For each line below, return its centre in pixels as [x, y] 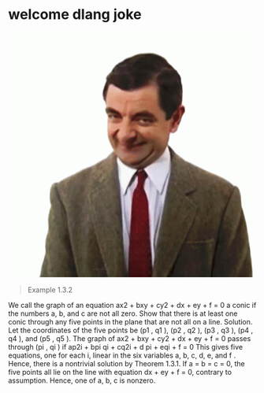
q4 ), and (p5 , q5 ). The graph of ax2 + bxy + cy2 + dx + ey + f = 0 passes [130, 338]
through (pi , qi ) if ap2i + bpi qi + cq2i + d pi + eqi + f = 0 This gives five [125, 347]
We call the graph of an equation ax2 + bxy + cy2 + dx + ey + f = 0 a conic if [132, 305]
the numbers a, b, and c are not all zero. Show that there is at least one [123, 313]
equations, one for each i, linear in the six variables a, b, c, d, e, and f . [122, 355]
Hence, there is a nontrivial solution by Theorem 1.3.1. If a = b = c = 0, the [127, 363]
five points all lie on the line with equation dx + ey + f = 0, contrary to [120, 372]
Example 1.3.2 [50, 290]
